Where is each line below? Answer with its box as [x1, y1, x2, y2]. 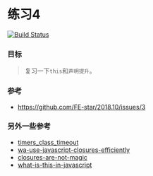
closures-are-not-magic [17, 153, 88, 161]
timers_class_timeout [17, 138, 79, 146]
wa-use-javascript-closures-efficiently [17, 146, 130, 154]
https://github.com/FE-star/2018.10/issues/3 [17, 102, 146, 111]
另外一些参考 [7, 122, 51, 131]
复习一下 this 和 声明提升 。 [24, 66, 97, 75]
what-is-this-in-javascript [17, 160, 92, 169]
